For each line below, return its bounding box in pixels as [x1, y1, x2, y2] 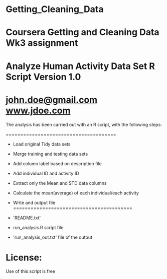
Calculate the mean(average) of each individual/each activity [13, 190, 139, 196]
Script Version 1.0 [6, 71, 81, 83]
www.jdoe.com [6, 105, 71, 116]
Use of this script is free [6, 268, 56, 274]
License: [6, 252, 42, 263]
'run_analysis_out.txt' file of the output [13, 234, 92, 240]
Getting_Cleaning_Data [6, 4, 104, 15]
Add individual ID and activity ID [13, 170, 79, 176]
